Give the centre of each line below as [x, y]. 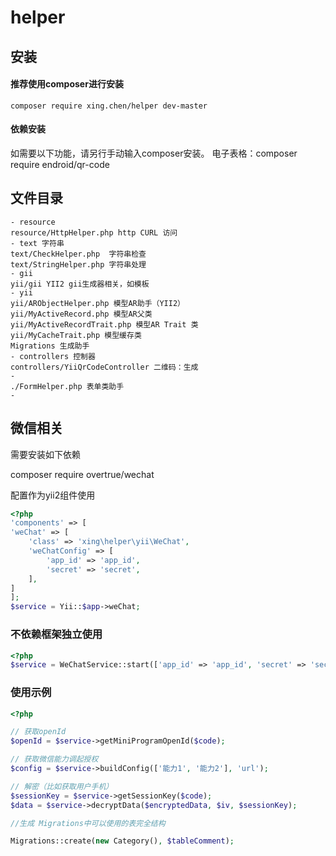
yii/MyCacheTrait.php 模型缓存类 [76, 335]
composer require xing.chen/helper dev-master [109, 106]
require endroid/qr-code [60, 164]
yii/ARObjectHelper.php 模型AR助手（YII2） [97, 303]
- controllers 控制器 [53, 356]
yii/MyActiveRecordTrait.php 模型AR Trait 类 [104, 324]
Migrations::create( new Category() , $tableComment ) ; [122, 841]
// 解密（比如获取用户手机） [62, 786]
